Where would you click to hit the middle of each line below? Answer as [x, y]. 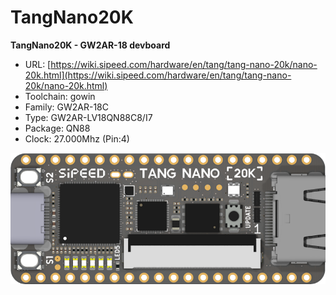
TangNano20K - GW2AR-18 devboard [90, 45]
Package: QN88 [57, 128]
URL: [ [38, 64]
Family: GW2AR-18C [67, 107]
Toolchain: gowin [60, 96]
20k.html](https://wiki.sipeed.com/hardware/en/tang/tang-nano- [158, 75]
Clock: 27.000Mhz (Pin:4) [77, 138]
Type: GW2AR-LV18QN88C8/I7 [88, 117]
